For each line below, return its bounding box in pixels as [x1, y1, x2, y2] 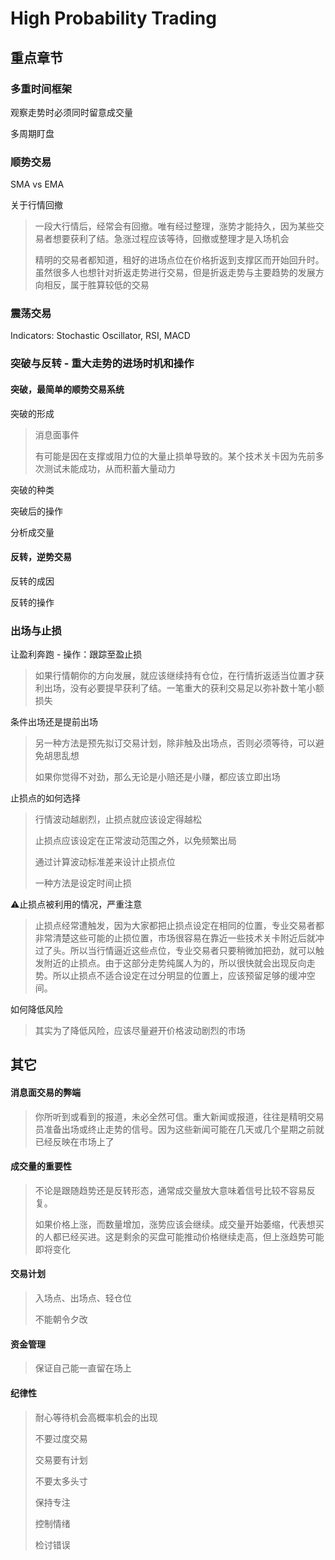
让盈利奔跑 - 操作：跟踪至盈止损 [10, 648, 143, 661]
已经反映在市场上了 [34, 1135, 115, 1147]
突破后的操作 [10, 505, 63, 517]
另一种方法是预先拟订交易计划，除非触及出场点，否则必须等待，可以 [34, 737, 316, 749]
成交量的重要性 [10, 1160, 72, 1172]
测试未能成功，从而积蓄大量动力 [43, 462, 176, 474]
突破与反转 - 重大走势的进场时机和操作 [10, 357, 195, 371]
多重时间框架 [10, 82, 73, 96]
